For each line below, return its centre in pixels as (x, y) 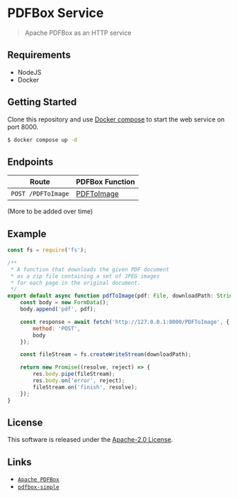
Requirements (39, 55)
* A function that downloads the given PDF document (90, 269)
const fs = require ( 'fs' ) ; (47, 250)
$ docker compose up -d (42, 140)
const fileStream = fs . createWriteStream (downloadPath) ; (106, 354)
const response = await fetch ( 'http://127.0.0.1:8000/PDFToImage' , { (125, 322)
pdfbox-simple (38, 487)
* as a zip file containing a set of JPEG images (85, 276)
